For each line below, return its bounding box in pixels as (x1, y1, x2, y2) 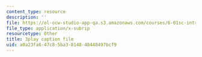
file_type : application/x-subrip (6, 25, 90, 31)
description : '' (6, 14, 47, 20)
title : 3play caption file (6, 36, 74, 42)
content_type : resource (6, 8, 66, 15)
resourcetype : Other (6, 31, 58, 37)
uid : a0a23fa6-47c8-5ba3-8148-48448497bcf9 (6, 42, 117, 48)
